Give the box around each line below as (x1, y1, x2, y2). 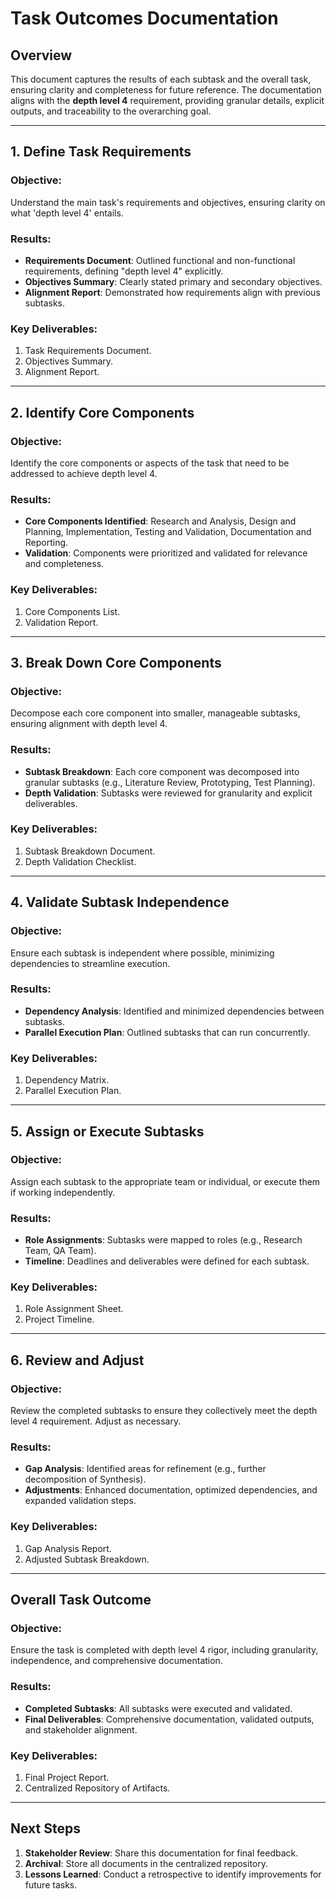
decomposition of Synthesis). (24, 1473, 147, 1486)
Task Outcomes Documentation (10, 7, 279, 30)
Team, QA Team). (24, 1245, 97, 1257)
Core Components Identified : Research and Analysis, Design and (24, 515, 297, 527)
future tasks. (24, 1878, 78, 1891)
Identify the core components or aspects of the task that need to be (10, 457, 290, 469)
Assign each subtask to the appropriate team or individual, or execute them (10, 1175, 321, 1187)
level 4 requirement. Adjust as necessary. (10, 1415, 182, 1427)
